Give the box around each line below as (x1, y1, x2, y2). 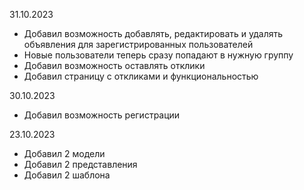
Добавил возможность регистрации (23, 109, 181, 121)
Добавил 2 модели (23, 148, 106, 159)
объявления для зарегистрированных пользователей (23, 39, 254, 50)
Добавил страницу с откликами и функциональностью (23, 70, 259, 82)
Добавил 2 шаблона (23, 169, 111, 181)
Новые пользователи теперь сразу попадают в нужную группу (23, 49, 294, 61)
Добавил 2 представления (23, 159, 138, 170)
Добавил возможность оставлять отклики (23, 60, 206, 71)
